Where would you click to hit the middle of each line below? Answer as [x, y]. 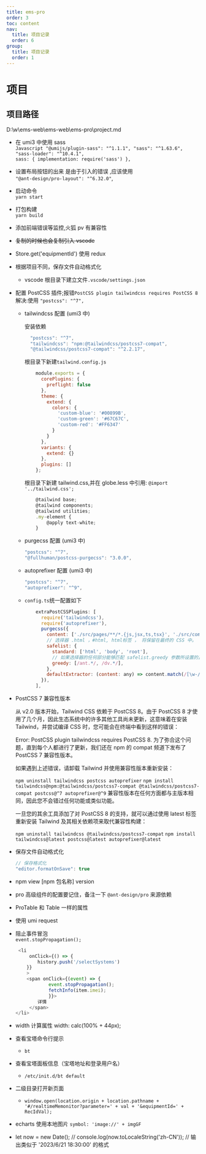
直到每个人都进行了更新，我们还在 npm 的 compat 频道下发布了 [106, 747]
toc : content [23, 23]
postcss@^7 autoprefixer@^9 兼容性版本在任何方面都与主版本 [111, 793]
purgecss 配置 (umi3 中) [55, 541]
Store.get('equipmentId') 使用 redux [60, 253]
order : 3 [17, 18]
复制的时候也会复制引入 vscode [55, 240]
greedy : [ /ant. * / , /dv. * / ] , [88, 663]
